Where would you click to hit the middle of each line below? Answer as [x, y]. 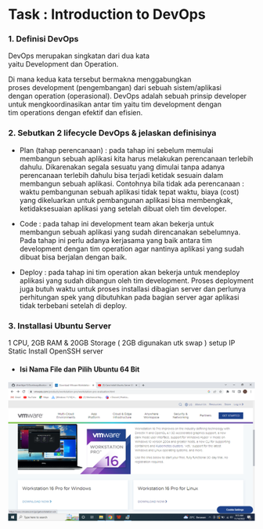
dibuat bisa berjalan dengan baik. [73, 257]
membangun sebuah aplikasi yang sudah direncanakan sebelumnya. [130, 232]
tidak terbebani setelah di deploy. [73, 305]
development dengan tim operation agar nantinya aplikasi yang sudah [132, 248]
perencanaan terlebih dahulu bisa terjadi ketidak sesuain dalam [121, 175]
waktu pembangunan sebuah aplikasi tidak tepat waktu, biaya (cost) [129, 192]
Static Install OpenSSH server [56, 351]
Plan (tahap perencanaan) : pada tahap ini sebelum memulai [116, 150]
